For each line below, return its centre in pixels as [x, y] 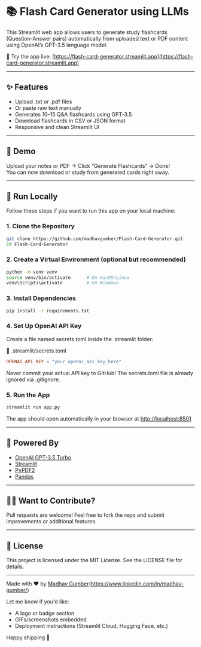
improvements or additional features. [51, 522]
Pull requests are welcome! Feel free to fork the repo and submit [85, 515]
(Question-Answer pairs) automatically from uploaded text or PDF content [97, 38]
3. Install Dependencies [41, 298]
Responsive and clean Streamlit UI [57, 127]
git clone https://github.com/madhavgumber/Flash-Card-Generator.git [95, 239]
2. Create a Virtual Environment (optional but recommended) [96, 259]
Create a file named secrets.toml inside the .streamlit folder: [80, 339]
